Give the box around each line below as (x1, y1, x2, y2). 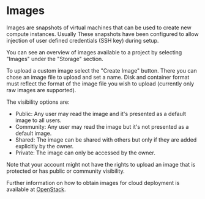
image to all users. (15, 117, 62, 124)
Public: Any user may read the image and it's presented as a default (15, 110, 187, 117)
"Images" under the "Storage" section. (6, 55, 104, 62)
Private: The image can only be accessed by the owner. (15, 149, 156, 156)
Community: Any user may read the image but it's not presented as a (15, 123, 189, 130)
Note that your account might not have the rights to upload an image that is (6, 161, 196, 168)
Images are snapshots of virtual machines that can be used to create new (6, 24, 192, 31)
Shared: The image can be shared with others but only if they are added (15, 136, 197, 143)
